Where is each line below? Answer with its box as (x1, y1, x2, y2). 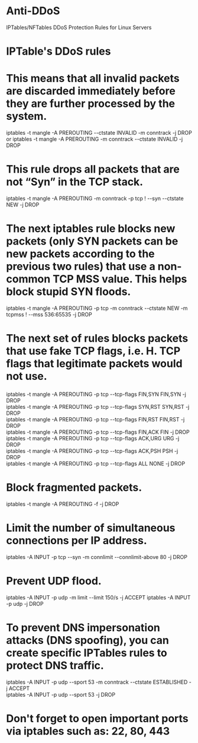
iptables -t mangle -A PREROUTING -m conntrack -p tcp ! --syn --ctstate (6, 195, 184, 202)
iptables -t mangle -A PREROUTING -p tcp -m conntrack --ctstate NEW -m (6, 304, 188, 312)
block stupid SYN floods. (6, 285, 131, 299)
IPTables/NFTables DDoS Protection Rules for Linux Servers (6, 24, 152, 31)
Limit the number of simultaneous (6, 521, 176, 535)
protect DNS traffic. (6, 659, 105, 672)
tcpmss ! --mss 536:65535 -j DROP (6, 310, 93, 318)
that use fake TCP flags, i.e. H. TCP (6, 344, 181, 358)
